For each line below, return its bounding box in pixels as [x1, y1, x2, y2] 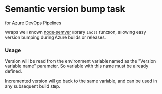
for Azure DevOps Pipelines [5, 20, 62, 26]
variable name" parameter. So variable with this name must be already [5, 63, 149, 69]
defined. [5, 68, 22, 74]
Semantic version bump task [5, 3, 125, 15]
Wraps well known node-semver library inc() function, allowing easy [5, 29, 146, 35]
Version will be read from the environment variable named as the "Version [5, 58, 156, 64]
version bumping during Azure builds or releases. [5, 34, 106, 40]
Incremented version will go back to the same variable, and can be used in [5, 78, 157, 84]
